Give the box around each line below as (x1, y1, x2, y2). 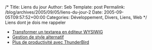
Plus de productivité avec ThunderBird (12, 39, 89, 45)
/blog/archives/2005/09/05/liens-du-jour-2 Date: (5, 9, 103, 15)
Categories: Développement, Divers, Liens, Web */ (46, 15, 147, 20)
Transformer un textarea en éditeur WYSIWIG (12, 29, 103, 34)
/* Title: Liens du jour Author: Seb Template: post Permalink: (5, 4, 125, 10)
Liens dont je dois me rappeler (5, 19, 66, 25)
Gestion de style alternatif (12, 34, 64, 40)
